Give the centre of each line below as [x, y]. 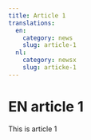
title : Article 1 [37, 16]
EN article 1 [46, 106]
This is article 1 [33, 129]
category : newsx [50, 60]
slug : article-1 [50, 45]
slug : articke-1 [50, 68]
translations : [32, 23]
